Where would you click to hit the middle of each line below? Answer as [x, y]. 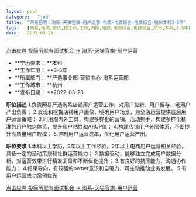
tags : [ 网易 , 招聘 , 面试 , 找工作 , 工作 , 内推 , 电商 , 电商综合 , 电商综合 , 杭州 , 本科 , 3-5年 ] [99, 28]
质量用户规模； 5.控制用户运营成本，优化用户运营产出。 [83, 134]
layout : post [22, 11]
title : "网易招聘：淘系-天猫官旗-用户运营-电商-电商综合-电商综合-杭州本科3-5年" [96, 22]
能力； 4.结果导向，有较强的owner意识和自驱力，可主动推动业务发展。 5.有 [97, 168]
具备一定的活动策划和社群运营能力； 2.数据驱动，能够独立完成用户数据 [91, 154]
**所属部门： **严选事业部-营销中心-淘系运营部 [71, 78]
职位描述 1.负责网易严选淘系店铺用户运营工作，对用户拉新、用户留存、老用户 [98, 105]
